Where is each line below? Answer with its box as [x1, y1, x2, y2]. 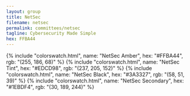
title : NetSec [6, 14, 41, 20]
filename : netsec [6, 19, 49, 25]
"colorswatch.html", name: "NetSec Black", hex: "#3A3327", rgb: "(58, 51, [6, 71, 185, 78]
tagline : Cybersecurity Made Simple [6, 31, 96, 37]
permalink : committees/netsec [6, 25, 81, 31]
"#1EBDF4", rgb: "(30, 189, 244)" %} [6, 84, 94, 90]
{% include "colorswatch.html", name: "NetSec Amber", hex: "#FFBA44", [6, 52, 184, 59]
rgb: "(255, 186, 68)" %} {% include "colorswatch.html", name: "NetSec [6, 58, 180, 65]
